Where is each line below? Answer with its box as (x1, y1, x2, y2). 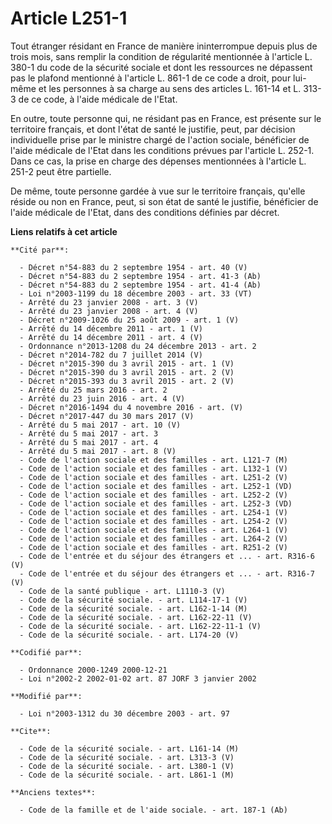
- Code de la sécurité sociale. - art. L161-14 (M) (19, 743, 240, 754)
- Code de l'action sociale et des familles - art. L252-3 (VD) (19, 498, 293, 509)
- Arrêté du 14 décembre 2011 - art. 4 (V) (19, 332, 203, 342)
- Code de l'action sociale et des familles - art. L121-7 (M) (19, 455, 288, 465)
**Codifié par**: (10, 647, 83, 657)
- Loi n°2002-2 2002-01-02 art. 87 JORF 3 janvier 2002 (19, 673, 257, 684)
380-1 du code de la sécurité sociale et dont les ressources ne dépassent (10, 61, 313, 73)
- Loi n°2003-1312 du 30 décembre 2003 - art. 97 (19, 708, 230, 719)
